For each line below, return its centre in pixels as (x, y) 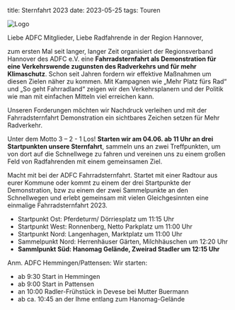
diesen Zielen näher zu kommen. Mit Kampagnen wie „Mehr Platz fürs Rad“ (117, 81)
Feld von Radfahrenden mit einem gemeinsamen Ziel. (85, 161)
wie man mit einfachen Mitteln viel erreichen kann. (81, 96)
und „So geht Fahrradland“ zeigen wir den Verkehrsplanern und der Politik (116, 89)
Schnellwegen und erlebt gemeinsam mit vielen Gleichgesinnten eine (108, 198)
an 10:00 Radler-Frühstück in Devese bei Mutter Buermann (103, 292)
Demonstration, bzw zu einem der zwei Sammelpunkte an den (98, 190)
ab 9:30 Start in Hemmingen (59, 276)
